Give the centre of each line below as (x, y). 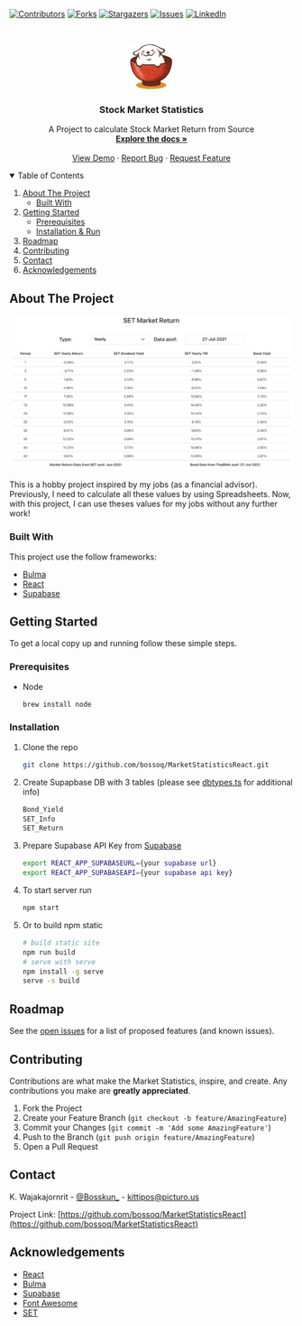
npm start (41, 908)
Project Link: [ (35, 1214)
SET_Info (39, 819)
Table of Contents (50, 175)
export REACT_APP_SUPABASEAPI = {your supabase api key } (128, 873)
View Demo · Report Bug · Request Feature (151, 158)
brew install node (57, 704)
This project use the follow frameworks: (83, 557)
